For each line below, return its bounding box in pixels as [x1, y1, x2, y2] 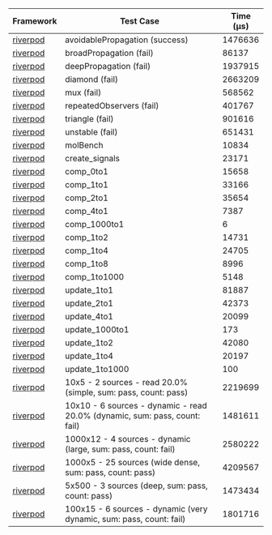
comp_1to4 [64, 245, 109, 256]
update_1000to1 [64, 324, 130, 335]
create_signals [64, 153, 120, 164]
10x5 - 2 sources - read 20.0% [64, 377, 188, 387]
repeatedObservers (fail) [64, 101, 159, 111]
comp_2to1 [64, 192, 109, 203]
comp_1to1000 [64, 272, 125, 282]
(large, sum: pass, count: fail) [64, 443, 176, 455]
